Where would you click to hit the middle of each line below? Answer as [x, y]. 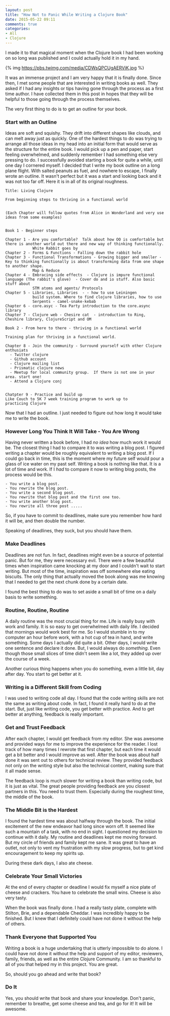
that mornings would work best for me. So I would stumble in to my [75, 632]
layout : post [19, 10]
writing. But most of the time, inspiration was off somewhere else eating [80, 571]
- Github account [28, 359]
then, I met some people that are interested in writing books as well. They [82, 83]
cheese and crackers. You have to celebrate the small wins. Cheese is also [83, 892]
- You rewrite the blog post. [37, 489]
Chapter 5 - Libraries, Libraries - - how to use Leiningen [71, 293]
